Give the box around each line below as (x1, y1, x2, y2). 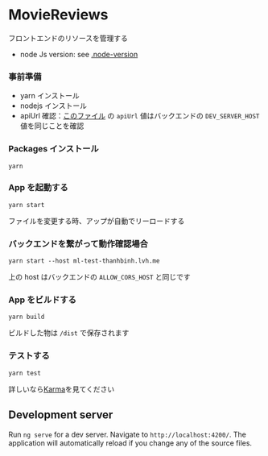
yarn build (8, 313, 45, 321)
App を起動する (8, 182, 68, 193)
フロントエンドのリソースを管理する (8, 33, 129, 43)
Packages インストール (8, 143, 99, 155)
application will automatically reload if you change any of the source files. (8, 437, 252, 448)
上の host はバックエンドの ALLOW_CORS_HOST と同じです (8, 272, 191, 282)
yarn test (8, 369, 42, 377)
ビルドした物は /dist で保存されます (8, 328, 130, 338)
